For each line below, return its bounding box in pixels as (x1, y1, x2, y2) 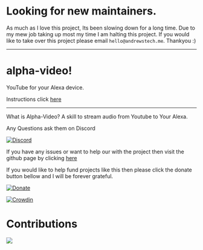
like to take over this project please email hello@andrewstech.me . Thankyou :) (6, 37, 196, 44)
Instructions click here (6, 95, 62, 103)
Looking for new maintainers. (6, 4, 157, 18)
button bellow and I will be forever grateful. (6, 172, 114, 179)
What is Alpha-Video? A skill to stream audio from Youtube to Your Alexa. (6, 113, 188, 120)
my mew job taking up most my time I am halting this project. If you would (6, 30, 190, 37)
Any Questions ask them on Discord (6, 124, 95, 132)
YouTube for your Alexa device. (6, 83, 85, 91)
